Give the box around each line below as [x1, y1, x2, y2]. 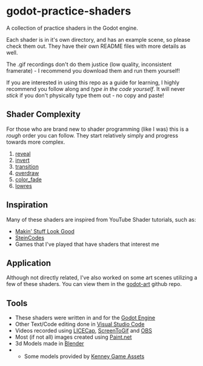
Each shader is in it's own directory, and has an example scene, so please [6, 36, 191, 43]
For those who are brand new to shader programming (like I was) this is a [6, 125, 189, 133]
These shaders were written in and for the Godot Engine [15, 314, 156, 322]
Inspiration [6, 200, 48, 210]
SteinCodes [15, 234, 44, 241]
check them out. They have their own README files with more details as [6, 42, 187, 50]
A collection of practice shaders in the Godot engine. [6, 24, 138, 32]
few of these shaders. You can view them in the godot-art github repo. [6, 281, 182, 288]
